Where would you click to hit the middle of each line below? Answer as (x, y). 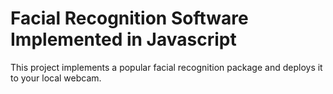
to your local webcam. (56, 78)
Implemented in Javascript (123, 39)
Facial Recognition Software (129, 18)
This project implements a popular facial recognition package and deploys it (166, 67)
